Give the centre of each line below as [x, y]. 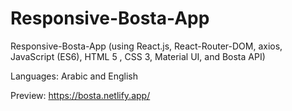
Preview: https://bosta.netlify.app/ [80, 95]
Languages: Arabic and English [74, 76]
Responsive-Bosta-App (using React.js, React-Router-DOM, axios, [146, 46]
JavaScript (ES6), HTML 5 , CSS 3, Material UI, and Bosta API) [138, 56]
